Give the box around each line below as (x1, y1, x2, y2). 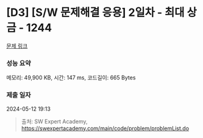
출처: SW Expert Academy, (21, 117, 88, 125)
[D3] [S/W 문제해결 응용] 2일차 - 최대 (6, 5, 185, 20)
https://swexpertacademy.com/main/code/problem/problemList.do (21, 125, 190, 132)
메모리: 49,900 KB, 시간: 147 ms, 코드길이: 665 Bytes (6, 74, 136, 81)
